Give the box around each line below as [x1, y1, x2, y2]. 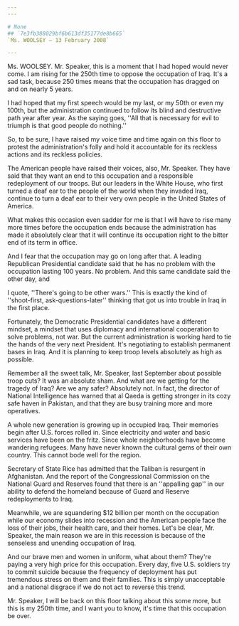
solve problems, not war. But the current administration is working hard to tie [7, 332, 232, 341]
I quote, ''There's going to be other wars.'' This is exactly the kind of [7, 289, 208, 297]
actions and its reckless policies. [7, 150, 103, 159]
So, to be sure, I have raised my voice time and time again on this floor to [7, 135, 221, 144]
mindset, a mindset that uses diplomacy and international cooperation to [7, 325, 219, 334]
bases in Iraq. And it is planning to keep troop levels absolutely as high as [7, 348, 223, 356]
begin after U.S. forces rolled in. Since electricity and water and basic [7, 428, 211, 437]
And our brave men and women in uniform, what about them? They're [7, 553, 212, 561]
